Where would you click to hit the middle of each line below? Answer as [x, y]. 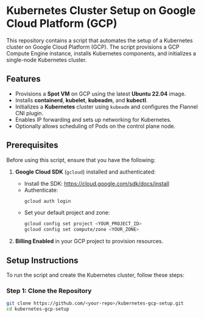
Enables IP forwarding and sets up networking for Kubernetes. [93, 119]
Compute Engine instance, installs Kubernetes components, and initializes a [101, 53]
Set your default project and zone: [67, 213]
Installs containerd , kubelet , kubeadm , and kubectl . [81, 100]
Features [23, 79]
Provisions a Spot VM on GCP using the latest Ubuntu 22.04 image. [100, 94]
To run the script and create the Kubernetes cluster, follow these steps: [95, 275]
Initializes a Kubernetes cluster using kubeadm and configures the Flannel [106, 107]
